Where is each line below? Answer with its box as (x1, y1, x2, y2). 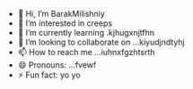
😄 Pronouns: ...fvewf (17, 60, 97, 70)
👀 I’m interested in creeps (17, 18, 113, 28)
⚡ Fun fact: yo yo (17, 69, 81, 80)
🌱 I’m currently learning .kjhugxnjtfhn (17, 28, 155, 37)
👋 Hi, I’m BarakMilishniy (17, 9, 105, 19)
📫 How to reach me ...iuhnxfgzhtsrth (17, 47, 155, 57)
